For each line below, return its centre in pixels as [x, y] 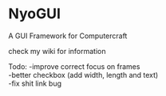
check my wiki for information [57, 51]
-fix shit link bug [35, 83]
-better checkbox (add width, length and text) [83, 75]
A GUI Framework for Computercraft [68, 36]
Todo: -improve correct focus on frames [74, 66]
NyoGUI [35, 14]
